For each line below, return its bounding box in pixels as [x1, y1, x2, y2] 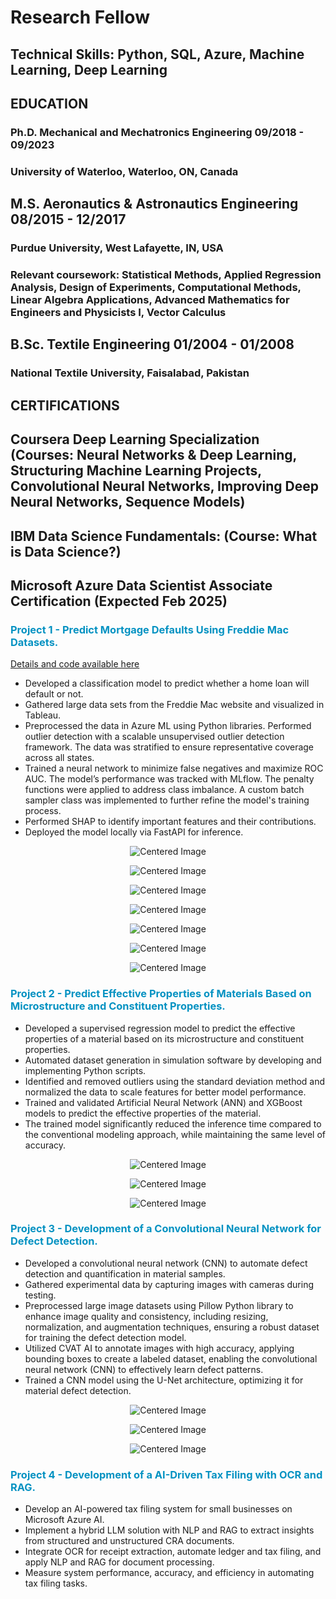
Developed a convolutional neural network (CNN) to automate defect [24, 1257, 308, 1269]
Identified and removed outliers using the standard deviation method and [24, 1075, 326, 1087]
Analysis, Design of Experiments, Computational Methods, [10, 281, 302, 295]
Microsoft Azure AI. [24, 1514, 105, 1526]
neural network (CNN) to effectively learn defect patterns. [24, 1363, 264, 1375]
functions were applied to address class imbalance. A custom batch [24, 784, 305, 796]
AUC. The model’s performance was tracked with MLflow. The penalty [24, 773, 315, 785]
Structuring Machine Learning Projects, [10, 462, 262, 480]
